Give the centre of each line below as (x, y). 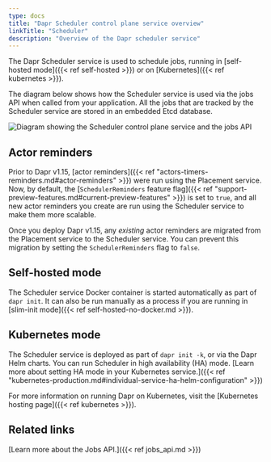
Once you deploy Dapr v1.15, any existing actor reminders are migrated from (135, 230)
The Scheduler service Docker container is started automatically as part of (133, 292)
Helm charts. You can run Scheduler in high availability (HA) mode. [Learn (131, 363)
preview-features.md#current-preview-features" (90, 198)
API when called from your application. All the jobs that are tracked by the (131, 103)
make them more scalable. (53, 215)
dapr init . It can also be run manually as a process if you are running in (128, 300)
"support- (231, 189)
